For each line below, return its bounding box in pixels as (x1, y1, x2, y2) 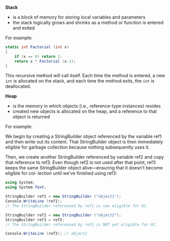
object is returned (12, 114, 50, 120)
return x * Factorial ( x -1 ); (14, 58, 76, 64)
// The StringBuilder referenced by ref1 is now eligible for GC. (5, 203, 149, 209)
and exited (12, 25, 35, 31)
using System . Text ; (5, 185, 47, 190)
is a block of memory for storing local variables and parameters (12, 14, 146, 20)
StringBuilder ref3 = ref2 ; (5, 217, 65, 222)
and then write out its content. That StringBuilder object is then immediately (5, 139, 163, 145)
